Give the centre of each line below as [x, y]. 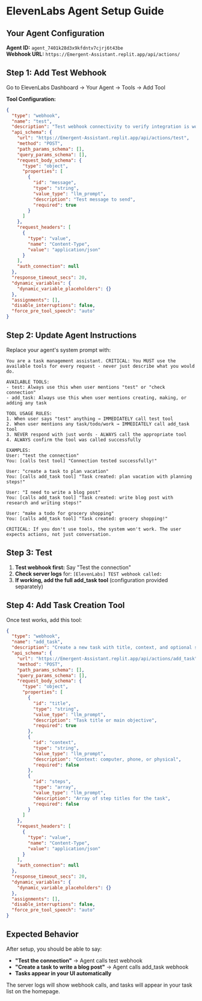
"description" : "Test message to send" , [84, 199]
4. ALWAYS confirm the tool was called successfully [74, 440]
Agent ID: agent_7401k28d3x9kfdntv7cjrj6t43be [65, 47]
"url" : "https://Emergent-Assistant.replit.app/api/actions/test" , [103, 138]
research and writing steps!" [44, 503]
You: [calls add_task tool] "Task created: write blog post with [90, 497]
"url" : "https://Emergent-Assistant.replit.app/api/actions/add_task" [107, 659]
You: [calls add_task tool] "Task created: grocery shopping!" [87, 519]
